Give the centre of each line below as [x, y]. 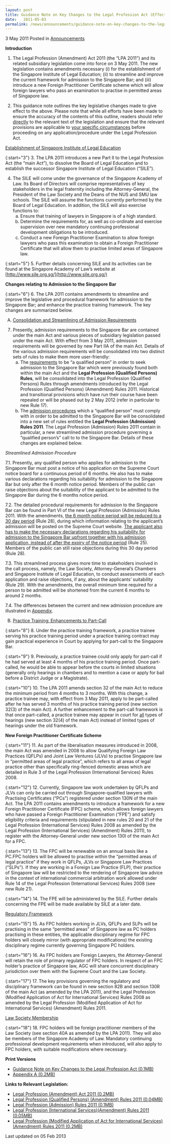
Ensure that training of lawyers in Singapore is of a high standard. [88, 216]
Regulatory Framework [29, 914]
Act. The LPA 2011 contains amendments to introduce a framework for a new [85, 804]
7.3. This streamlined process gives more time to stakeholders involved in [81, 563]
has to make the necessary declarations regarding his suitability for [75, 532]
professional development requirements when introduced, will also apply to [83, 1044]
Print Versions [21, 1059]
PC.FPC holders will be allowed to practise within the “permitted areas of [81, 857]
